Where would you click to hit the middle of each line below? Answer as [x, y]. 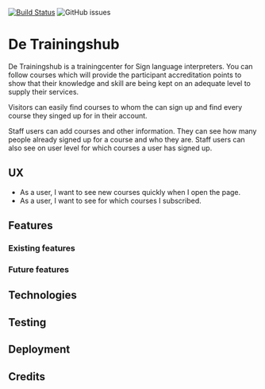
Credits [27, 377]
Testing [27, 322]
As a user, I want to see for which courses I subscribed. [111, 200]
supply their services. [44, 91]
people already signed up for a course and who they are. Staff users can [127, 139]
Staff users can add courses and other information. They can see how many [132, 130]
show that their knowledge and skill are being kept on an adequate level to [130, 83]
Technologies [43, 296]
